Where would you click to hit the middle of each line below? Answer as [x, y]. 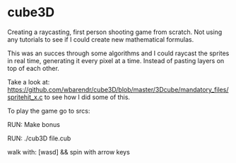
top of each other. [34, 68]
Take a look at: [29, 81]
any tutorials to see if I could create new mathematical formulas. [101, 39]
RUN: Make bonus [34, 124]
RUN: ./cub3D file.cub [39, 138]
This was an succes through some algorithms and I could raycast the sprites [118, 53]
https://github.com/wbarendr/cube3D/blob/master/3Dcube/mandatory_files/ [118, 89]
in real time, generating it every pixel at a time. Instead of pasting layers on [116, 60]
